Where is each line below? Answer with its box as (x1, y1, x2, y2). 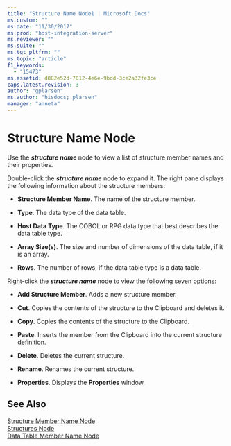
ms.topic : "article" (7, 55, 67, 62)
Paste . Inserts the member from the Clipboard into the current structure (17, 330, 222, 338)
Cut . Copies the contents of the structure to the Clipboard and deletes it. (17, 303, 225, 312)
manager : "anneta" (7, 101, 60, 108)
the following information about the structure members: (7, 181, 165, 189)
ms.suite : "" (7, 42, 45, 49)
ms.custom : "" (7, 17, 49, 24)
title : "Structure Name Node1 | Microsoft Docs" (7, 10, 151, 17)
